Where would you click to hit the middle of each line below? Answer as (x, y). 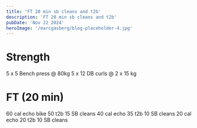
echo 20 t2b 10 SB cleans (37, 120)
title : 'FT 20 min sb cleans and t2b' (54, 12)
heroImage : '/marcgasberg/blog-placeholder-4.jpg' (69, 28)
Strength (28, 57)
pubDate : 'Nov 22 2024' (35, 22)
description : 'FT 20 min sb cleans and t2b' (61, 17)
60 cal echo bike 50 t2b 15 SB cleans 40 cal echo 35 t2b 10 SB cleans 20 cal (99, 114)
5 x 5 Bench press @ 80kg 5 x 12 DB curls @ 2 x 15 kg (71, 74)
